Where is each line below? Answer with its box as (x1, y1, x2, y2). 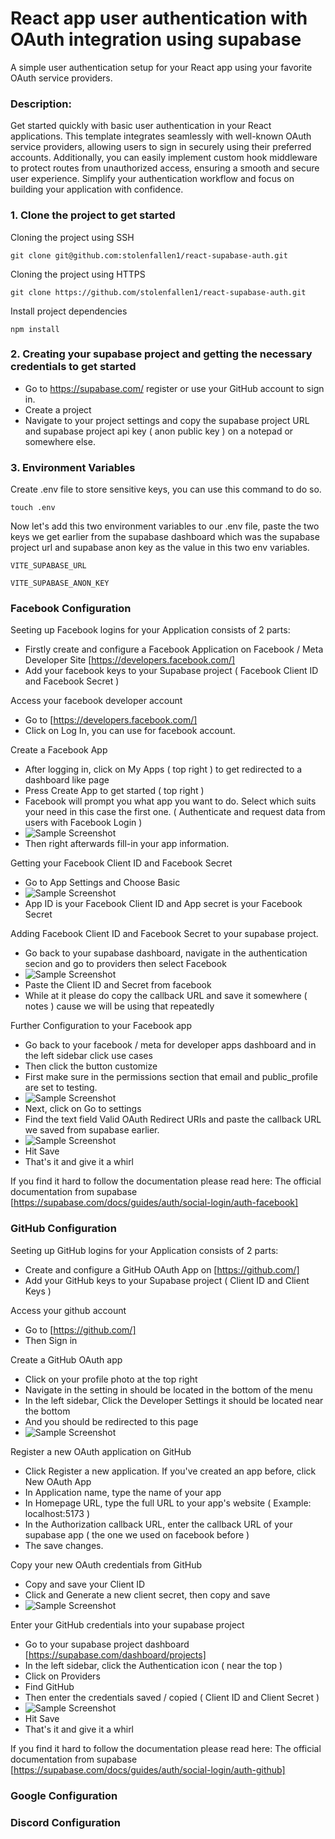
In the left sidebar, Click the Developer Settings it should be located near (24, 1394, 324, 1406)
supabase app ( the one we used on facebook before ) (24, 1528, 250, 1541)
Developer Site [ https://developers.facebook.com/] (24, 654, 236, 666)
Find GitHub (24, 1680, 75, 1692)
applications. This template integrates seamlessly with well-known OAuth (10, 130, 312, 142)
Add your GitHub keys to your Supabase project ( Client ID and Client (24, 1274, 310, 1286)
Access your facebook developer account (10, 695, 183, 707)
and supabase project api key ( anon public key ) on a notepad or (24, 425, 294, 437)
